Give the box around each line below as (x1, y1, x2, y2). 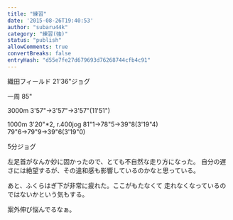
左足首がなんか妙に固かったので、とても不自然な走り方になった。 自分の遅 (7, 157, 227, 165)
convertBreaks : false (7, 50, 72, 57)
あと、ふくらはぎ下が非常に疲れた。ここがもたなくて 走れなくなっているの (7, 181, 227, 189)
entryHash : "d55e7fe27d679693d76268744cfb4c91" (7, 57, 151, 64)
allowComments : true (7, 43, 69, 50)
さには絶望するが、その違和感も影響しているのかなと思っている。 (7, 166, 200, 175)
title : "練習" (7, 10, 48, 18)
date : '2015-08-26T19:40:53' (7, 17, 94, 24)
